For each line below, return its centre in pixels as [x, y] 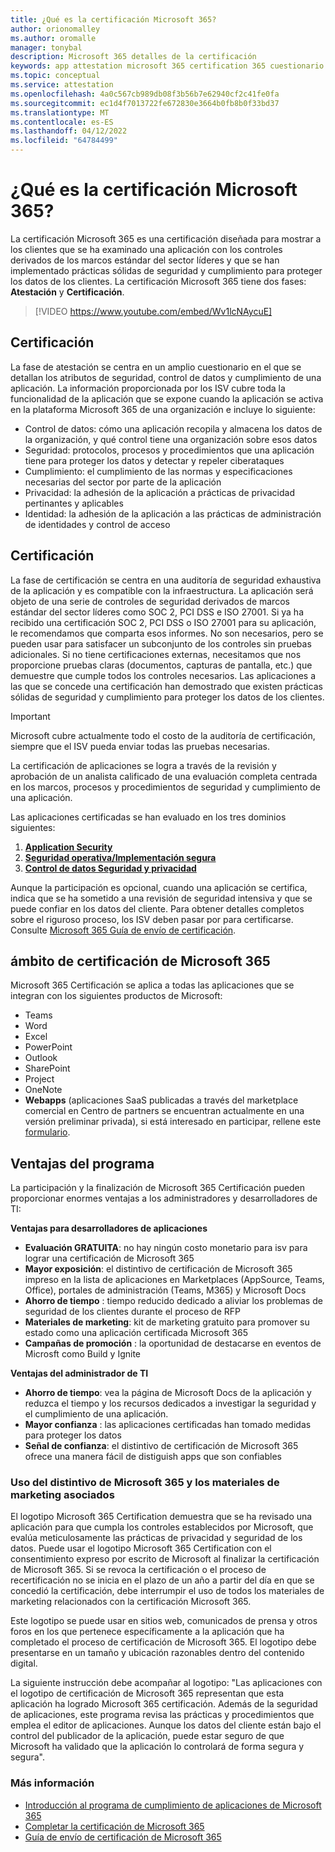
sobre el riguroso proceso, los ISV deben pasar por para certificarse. [152, 919]
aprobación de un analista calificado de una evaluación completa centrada [164, 776]
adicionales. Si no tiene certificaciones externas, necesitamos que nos [156, 654]
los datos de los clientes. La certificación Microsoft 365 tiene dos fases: [158, 281]
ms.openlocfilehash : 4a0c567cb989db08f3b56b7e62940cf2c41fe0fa [145, 94]
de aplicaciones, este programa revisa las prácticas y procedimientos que [162, 1715]
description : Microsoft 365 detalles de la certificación [133, 57]
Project [39, 1079]
